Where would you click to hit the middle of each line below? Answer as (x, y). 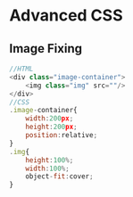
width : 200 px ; (50, 119)
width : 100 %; (47, 168)
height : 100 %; (50, 160)
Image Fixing (46, 49)
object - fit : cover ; (59, 176)
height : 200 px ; (51, 127)
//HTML (21, 69)
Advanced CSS (66, 16)
